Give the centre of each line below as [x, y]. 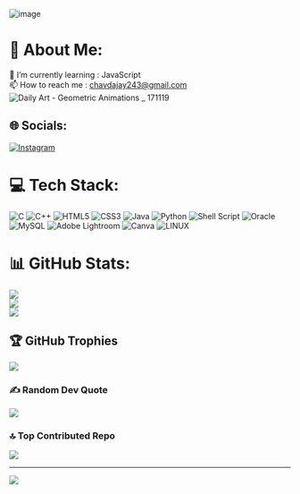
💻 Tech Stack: [64, 185]
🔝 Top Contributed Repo [62, 436]
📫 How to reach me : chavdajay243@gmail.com [98, 84]
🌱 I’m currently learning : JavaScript [75, 74]
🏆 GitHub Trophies [64, 341]
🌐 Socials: [38, 126]
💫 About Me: [56, 50]
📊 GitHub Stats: [70, 263]
